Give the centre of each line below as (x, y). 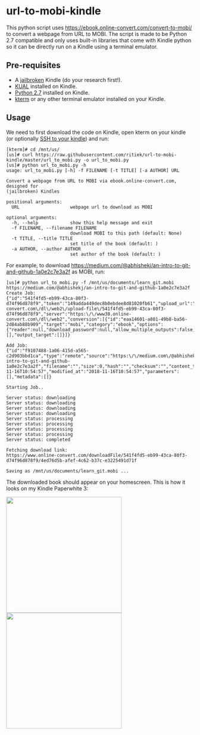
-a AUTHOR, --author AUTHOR (46, 249)
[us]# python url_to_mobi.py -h (46, 165)
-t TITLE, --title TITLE (42, 238)
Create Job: (21, 293)
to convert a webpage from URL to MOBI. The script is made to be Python (97, 33)
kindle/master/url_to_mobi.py (44, 160)
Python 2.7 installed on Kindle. (52, 92)
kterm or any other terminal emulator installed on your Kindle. (90, 99)
